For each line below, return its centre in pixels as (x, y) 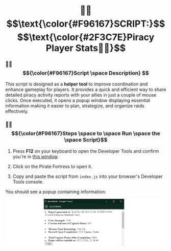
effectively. (17, 111)
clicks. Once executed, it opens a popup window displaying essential (78, 100)
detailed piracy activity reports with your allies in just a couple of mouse (81, 95)
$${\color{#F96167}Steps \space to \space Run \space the (86, 133)
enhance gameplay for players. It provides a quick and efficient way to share (86, 89)
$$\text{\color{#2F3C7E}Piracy (86, 37)
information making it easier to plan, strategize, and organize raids (75, 106)
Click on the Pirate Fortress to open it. (53, 166)
